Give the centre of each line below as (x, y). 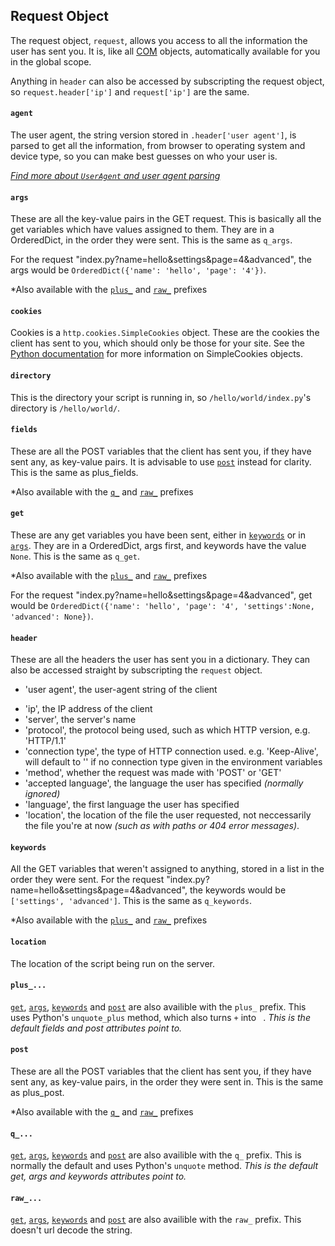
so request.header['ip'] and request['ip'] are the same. (130, 91)
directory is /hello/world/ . (65, 408)
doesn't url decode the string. (71, 1230)
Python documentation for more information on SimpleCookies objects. (157, 354)
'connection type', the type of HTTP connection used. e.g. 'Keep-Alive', (171, 751)
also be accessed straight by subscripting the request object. (136, 670)
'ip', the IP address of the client (88, 709)
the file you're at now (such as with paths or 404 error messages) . (162, 826)
